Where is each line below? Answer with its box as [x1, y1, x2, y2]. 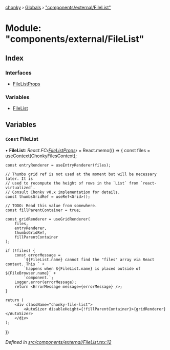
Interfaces [5, 69, 32, 76]
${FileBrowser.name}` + [5, 270, 56, 275]
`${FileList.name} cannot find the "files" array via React [24, 257, 155, 262]
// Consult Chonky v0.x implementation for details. [5, 190, 120, 195]
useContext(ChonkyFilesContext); [5, 153, 77, 159]
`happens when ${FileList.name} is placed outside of [24, 266, 141, 271]
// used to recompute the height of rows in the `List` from [5, 180, 139, 186]
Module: [5, 23, 41, 34]
